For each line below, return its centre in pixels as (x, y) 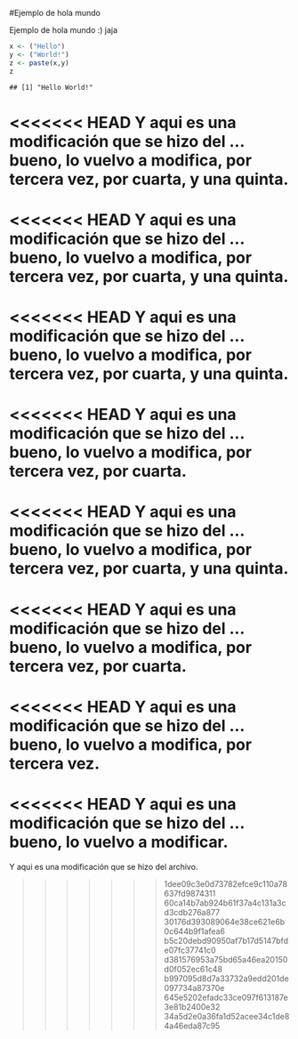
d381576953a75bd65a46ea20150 (226, 959)
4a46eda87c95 (192, 1026)
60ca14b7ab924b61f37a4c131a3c (225, 903)
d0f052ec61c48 (193, 969)
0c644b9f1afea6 (194, 931)
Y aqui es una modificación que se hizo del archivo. (104, 866)
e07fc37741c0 (190, 950)
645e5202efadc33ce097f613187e (226, 997)
